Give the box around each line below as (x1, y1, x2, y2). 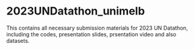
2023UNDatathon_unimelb (6, 4, 145, 18)
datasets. (6, 37, 30, 44)
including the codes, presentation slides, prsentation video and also (6, 30, 177, 38)
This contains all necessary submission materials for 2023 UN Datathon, (6, 24, 188, 31)
